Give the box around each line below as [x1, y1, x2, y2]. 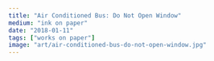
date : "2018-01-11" [8, 26, 74, 34]
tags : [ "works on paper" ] [8, 33, 95, 42]
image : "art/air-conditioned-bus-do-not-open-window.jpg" [8, 41, 207, 49]
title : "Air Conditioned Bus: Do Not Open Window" [8, 11, 182, 20]
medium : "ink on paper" [8, 19, 88, 27]
